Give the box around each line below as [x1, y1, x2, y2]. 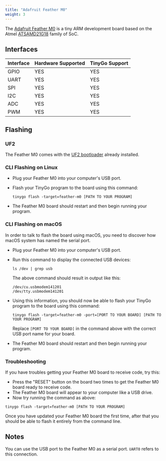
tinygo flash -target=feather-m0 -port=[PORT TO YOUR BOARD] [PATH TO [12, 312, 162, 318]
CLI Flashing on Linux [5, 164, 58, 171]
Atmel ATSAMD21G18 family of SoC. [5, 31, 79, 37]
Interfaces [5, 45, 38, 54]
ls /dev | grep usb [12, 266, 53, 271]
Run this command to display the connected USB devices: [12, 257, 131, 263]
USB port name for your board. [12, 330, 76, 336]
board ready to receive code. [12, 384, 72, 390]
